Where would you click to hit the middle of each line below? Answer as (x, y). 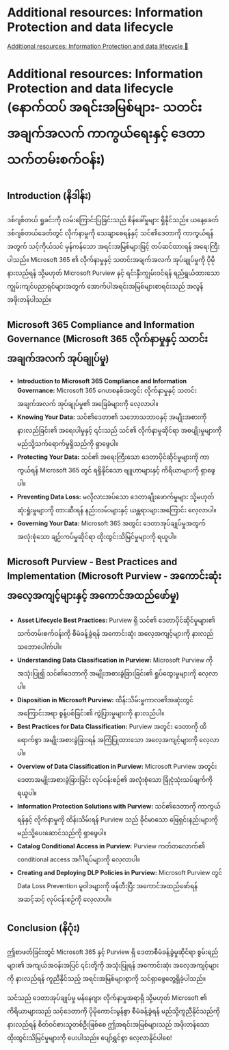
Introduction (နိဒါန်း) (49, 196)
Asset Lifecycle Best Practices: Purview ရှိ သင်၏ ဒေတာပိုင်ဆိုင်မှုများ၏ (116, 620)
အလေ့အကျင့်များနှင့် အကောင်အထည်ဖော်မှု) (93, 596)
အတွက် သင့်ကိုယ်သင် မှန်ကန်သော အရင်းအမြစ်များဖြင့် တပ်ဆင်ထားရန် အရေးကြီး (113, 246)
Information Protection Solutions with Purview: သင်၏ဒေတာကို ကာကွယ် (119, 806)
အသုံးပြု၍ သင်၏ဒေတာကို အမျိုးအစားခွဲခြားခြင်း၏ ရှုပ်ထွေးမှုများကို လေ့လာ (118, 673)
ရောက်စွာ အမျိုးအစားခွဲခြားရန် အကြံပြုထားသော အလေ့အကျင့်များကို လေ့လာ (118, 739)
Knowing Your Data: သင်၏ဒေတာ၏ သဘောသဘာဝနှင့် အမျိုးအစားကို (112, 417)
